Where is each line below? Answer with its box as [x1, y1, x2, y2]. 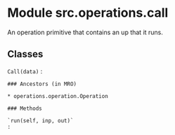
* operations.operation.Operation [7, 92, 109, 99]
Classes [7, 48, 44, 60]
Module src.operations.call [7, 5, 169, 21]
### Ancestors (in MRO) [7, 80, 77, 87]
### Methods [7, 105, 42, 112]
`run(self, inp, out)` [7, 117, 74, 124]
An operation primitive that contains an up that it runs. [7, 28, 164, 36]
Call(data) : [7, 66, 43, 75]
